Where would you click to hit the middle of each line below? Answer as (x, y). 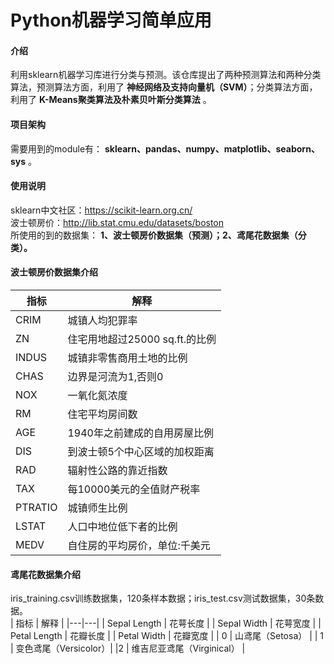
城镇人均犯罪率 (102, 320)
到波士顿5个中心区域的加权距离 (141, 451)
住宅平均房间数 (102, 414)
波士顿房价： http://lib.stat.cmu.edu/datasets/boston (117, 222)
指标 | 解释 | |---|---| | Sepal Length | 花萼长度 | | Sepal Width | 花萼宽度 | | (168, 623)
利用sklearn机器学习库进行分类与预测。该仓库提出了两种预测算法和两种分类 (166, 75)
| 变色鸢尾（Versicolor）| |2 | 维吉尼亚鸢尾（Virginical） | (128, 648)
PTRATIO (36, 507)
